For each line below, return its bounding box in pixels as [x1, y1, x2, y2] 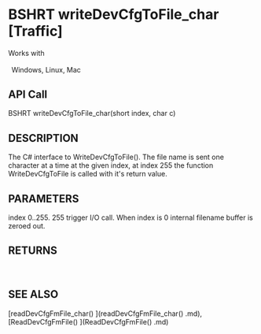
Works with [8, 48, 45, 58]
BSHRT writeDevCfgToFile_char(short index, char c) [8, 109, 176, 118]
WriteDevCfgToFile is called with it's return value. [8, 169, 167, 179]
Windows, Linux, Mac [11, 65, 81, 74]
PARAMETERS [8, 191, 79, 206]
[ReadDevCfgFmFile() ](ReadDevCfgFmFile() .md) [8, 317, 169, 326]
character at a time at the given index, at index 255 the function [8, 161, 214, 170]
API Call [8, 87, 48, 101]
